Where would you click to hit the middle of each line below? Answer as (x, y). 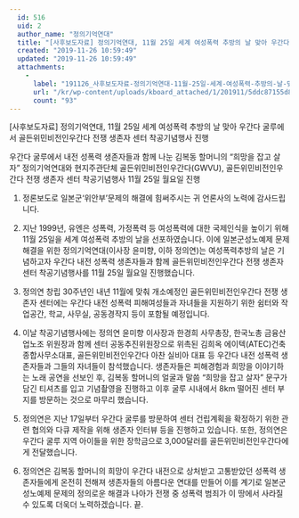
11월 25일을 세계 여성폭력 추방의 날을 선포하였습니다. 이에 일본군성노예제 (147, 239)
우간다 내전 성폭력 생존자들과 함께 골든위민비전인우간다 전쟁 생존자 (169, 262)
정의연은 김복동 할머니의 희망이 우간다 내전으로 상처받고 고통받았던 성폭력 (149, 471)
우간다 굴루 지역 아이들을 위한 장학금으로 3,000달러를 (115, 441)
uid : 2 (29, 26)
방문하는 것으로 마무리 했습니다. (93, 400)
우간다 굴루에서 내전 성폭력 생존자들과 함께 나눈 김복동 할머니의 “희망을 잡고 (140, 157)
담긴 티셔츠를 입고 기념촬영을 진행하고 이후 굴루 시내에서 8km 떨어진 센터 (149, 389)
